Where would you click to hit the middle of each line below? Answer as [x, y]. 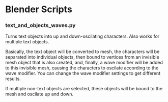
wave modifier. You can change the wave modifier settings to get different [83, 73]
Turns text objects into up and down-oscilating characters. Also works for [82, 36]
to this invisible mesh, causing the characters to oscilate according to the [82, 68]
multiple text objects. [27, 42]
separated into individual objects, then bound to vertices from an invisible [82, 57]
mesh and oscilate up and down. [39, 94]
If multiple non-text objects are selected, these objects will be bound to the [84, 89]
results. [13, 79]
